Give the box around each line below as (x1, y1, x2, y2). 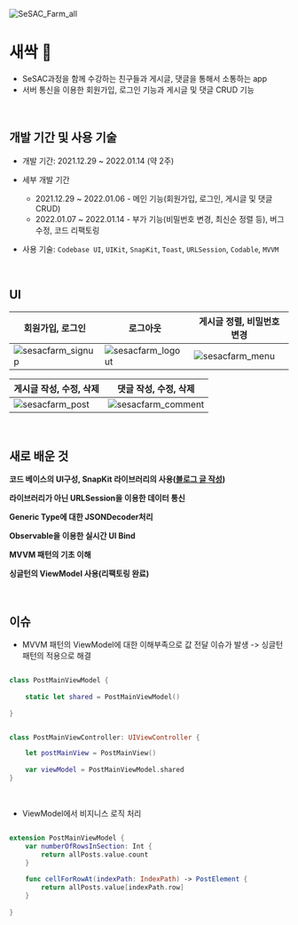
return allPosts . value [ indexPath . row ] (41, 883, 184, 892)
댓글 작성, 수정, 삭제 (117, 382, 195, 395)
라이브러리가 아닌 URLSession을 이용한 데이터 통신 (9, 493, 186, 504)
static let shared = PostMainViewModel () (25, 692, 180, 701)
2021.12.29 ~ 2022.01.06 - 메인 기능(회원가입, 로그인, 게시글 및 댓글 (35, 193, 273, 203)
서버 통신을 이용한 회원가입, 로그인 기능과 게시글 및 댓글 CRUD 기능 (21, 84, 255, 95)
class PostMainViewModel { (9, 676, 109, 685)
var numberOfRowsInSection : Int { (25, 841, 153, 850)
